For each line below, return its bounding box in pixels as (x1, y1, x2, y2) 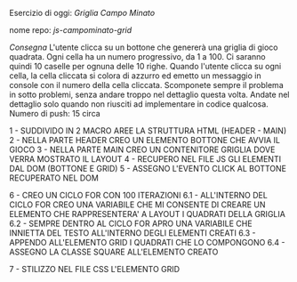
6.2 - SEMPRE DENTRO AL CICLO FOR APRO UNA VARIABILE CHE (9, 218, 253, 229)
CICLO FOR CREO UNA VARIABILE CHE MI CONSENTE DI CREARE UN (9, 199, 266, 210)
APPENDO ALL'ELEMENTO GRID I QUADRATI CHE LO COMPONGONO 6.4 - (9, 238, 285, 247)
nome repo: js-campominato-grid (9, 25, 132, 35)
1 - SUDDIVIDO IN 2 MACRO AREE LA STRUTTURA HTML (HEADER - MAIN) (9, 125, 287, 136)
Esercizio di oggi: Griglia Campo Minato (9, 8, 156, 18)
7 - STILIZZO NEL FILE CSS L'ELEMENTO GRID (9, 264, 181, 274)
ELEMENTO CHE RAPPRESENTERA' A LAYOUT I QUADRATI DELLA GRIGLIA (9, 209, 286, 219)
